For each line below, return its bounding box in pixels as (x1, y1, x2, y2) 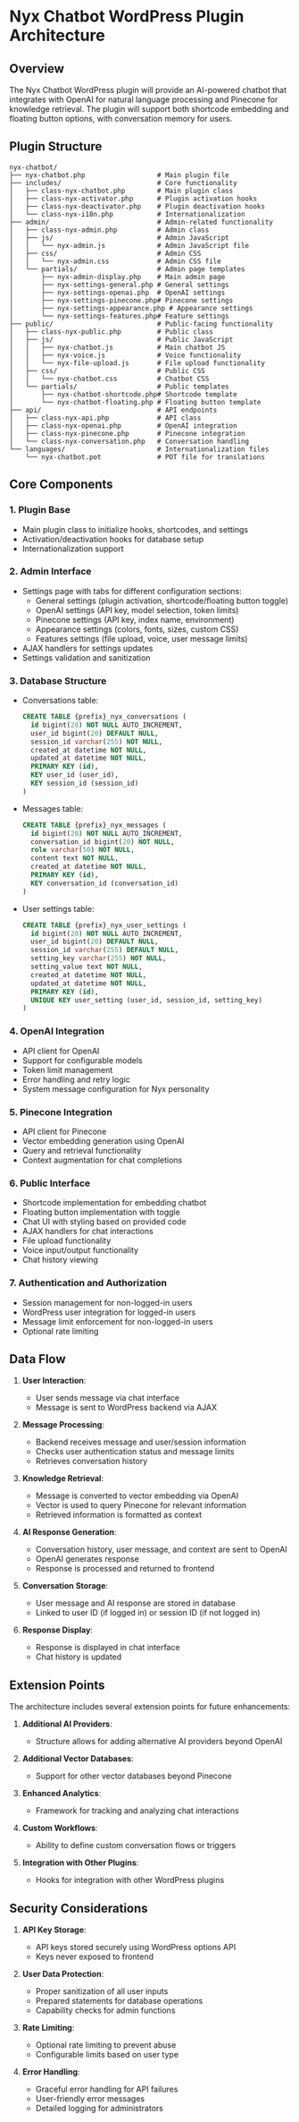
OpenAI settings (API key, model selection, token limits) (35, 604, 239, 615)
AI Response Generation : (21, 1527, 118, 1538)
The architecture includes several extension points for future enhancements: (9, 1701, 291, 1712)
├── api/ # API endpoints (9, 405, 218, 414)
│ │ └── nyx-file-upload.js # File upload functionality (9, 358, 266, 368)
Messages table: (21, 803, 83, 814)
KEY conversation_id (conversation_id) (30, 879, 179, 888)
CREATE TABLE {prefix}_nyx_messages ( (21, 821, 167, 830)
